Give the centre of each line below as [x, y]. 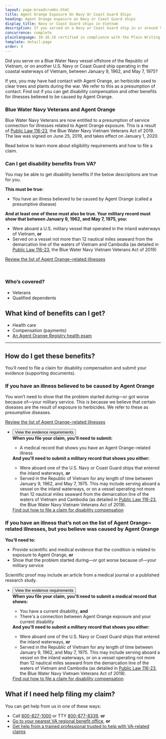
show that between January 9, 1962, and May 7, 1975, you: [66, 219]
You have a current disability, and [54, 611]
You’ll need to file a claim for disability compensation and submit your [76, 368]
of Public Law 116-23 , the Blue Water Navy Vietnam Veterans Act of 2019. [80, 131]
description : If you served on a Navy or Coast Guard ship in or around [82, 28]
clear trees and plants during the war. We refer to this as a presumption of [80, 86]
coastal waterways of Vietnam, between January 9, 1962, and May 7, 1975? [82, 71]
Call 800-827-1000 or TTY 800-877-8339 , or [59, 716]
